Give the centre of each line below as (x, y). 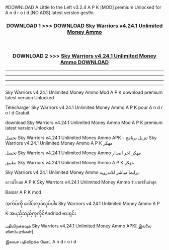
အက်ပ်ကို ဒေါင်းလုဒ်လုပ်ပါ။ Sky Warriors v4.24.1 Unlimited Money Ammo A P (82, 203)
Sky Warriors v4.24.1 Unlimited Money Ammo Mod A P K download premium (84, 92)
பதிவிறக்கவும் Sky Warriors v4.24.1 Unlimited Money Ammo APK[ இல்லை (78, 226)
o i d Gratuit (17, 112)
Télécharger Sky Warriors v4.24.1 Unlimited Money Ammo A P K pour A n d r (84, 107)
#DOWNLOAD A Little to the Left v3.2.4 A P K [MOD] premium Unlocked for (83, 7)
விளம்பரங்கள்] (19, 231)
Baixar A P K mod (23, 192)
